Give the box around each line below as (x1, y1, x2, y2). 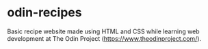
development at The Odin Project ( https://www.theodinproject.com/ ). (7, 34, 202, 42)
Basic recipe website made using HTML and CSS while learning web (7, 27, 200, 35)
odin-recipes (7, 5, 82, 20)
